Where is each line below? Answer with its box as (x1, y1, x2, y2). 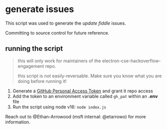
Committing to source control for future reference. (5, 30, 109, 36)
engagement (17, 63, 44, 69)
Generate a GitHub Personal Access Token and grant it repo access (12, 88, 153, 94)
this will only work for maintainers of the (17, 58, 101, 64)
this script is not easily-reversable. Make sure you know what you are (17, 73, 162, 79)
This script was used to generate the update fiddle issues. (5, 20, 126, 26)
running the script (5, 44, 63, 53)
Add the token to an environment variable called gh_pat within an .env (12, 93, 158, 99)
